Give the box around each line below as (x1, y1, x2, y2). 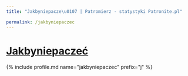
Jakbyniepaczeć (6, 44, 89, 57)
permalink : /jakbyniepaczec (6, 19, 75, 25)
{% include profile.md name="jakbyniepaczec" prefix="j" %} (6, 64, 153, 71)
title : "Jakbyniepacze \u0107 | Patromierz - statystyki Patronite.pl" (6, 8, 183, 15)
